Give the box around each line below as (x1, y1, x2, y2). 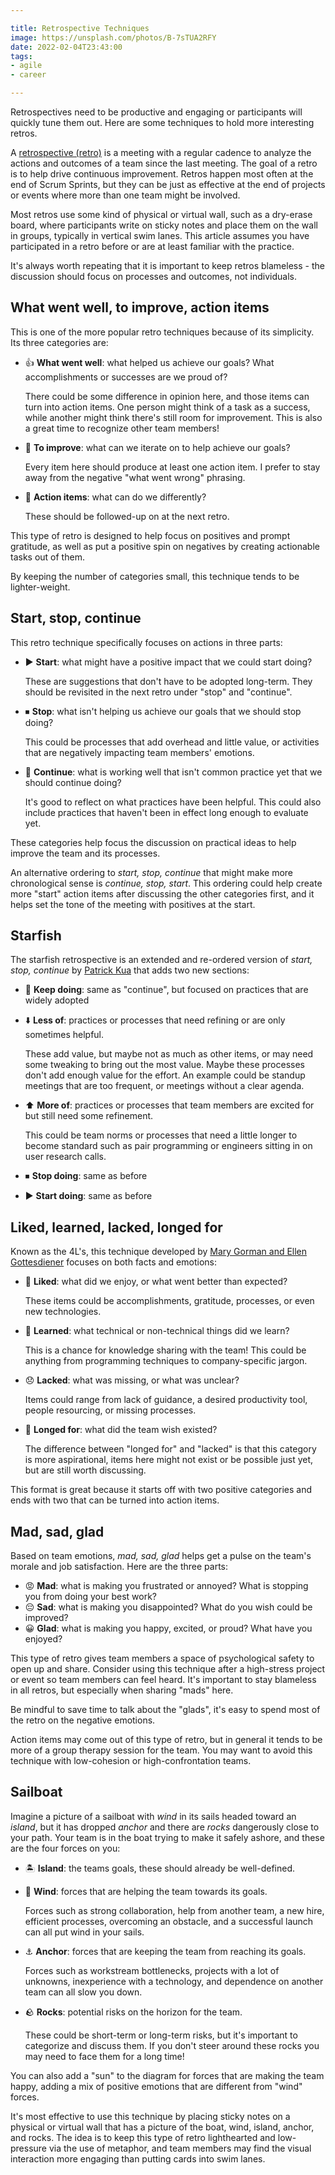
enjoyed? (24, 1633, 63, 1645)
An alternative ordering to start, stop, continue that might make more (10, 866, 294, 878)
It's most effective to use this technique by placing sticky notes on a (10, 2110, 291, 2122)
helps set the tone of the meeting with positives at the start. (10, 898, 256, 910)
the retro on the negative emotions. (10, 1714, 156, 1726)
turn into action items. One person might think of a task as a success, (24, 401, 311, 413)
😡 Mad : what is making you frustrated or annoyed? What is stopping (24, 1580, 309, 1592)
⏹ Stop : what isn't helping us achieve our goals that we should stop (24, 705, 302, 717)
